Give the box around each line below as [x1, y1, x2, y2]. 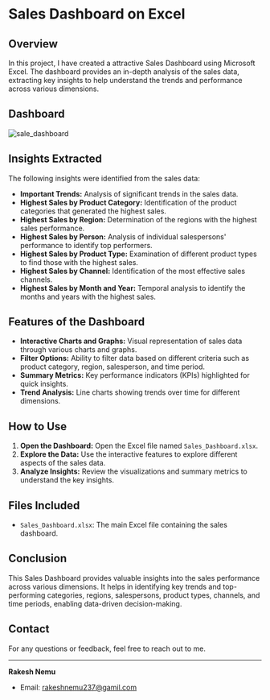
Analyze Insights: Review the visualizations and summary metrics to [19, 466, 247, 476]
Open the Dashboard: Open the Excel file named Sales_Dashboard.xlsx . [19, 441, 259, 451]
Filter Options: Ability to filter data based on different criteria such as [19, 354, 250, 363]
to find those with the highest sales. [19, 257, 139, 267]
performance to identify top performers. [19, 240, 153, 250]
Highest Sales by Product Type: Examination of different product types [19, 249, 257, 259]
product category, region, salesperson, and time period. [19, 362, 206, 371]
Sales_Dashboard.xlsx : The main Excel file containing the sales [19, 520, 227, 530]
